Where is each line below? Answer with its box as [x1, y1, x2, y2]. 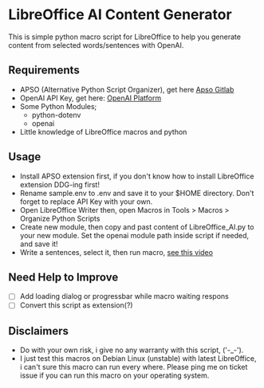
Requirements [8, 64, 80, 77]
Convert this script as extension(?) [19, 300, 133, 310]
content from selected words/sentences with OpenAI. [8, 40, 184, 49]
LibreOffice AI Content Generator [8, 6, 233, 24]
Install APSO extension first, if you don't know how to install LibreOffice [19, 171, 254, 181]
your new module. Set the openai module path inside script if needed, [19, 230, 250, 240]
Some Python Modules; [19, 101, 97, 111]
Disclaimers [8, 324, 69, 338]
